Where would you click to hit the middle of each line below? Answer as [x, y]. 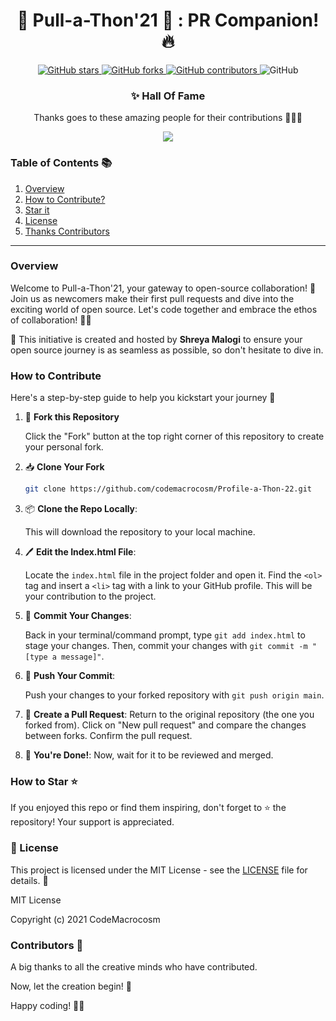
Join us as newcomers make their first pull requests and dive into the [152, 298]
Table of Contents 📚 [61, 163]
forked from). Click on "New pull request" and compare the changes [165, 725]
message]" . [83, 656]
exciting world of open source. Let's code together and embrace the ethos [164, 309]
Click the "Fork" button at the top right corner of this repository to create [174, 436]
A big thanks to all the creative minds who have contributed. [134, 966]
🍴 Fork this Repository [72, 417]
